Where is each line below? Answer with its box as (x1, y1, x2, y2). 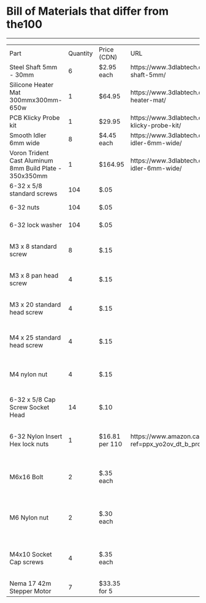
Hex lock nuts (9, 439, 49, 448)
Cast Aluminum (9, 156, 53, 165)
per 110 (99, 439, 123, 448)
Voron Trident (9, 148, 49, 157)
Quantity (68, 49, 93, 58)
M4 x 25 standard (9, 333, 61, 341)
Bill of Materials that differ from (6, 4, 169, 18)
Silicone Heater (9, 80, 54, 89)
